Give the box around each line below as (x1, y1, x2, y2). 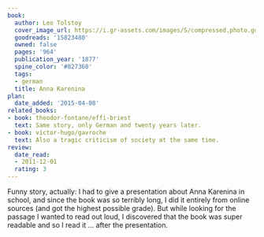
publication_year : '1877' (14, 56, 100, 64)
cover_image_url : (14, 26, 72, 34)
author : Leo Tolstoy (14, 19, 82, 27)
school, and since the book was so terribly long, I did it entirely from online (7, 195, 250, 205)
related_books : (7, 107, 58, 115)
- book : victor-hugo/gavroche (7, 128, 107, 136)
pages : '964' (14, 48, 58, 56)
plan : (7, 92, 25, 100)
